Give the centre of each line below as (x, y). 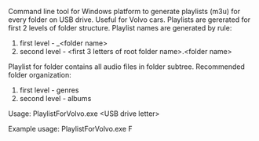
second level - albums (55, 98)
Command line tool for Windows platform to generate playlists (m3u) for (124, 11)
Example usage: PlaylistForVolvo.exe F (70, 129)
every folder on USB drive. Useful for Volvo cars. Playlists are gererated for (129, 20)
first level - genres (49, 90)
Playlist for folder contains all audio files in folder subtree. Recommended (126, 67)
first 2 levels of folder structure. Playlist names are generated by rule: (120, 28)
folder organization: (40, 75)
